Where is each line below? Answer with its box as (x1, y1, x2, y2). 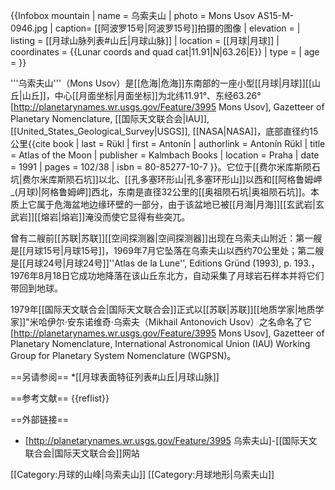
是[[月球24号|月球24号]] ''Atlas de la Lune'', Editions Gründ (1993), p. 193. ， (10, 257, 320, 269)
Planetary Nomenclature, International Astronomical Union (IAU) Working (10, 338, 311, 349)
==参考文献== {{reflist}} (10, 392, 110, 404)
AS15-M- (257, 10, 295, 21)
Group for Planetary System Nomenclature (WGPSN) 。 (10, 350, 237, 361)
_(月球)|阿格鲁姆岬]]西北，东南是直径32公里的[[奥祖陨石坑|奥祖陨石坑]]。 (10, 186, 311, 198)
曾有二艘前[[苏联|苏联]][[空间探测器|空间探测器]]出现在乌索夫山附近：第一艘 (10, 232, 323, 244)
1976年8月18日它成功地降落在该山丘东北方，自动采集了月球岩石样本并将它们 (10, 270, 325, 281)
